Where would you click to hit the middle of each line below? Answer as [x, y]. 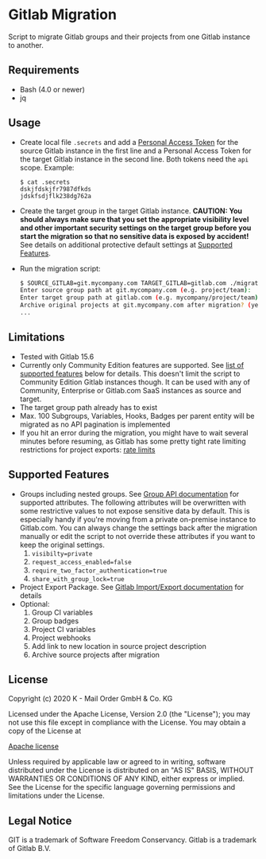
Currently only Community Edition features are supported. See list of [132, 365]
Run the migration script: [60, 268]
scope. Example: [47, 167]
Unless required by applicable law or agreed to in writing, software [117, 762]
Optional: [35, 603]
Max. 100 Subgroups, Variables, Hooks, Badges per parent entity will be [137, 416]
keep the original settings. [62, 545]
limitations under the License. [56, 796]
